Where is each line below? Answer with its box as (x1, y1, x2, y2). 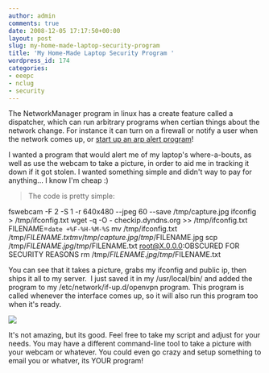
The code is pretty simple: (27, 191, 115, 201)
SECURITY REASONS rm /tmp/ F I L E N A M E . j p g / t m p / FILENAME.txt (8, 250, 221, 259)
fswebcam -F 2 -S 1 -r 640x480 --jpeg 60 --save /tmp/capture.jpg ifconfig (8, 207, 257, 217)
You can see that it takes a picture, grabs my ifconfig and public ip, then (8, 265, 247, 275)
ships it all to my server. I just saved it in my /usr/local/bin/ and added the (8, 274, 253, 284)
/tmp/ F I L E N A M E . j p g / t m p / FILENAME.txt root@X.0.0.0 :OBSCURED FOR (8, 241, 240, 251)
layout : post (8, 34, 52, 43)
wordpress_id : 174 (8, 57, 70, 65)
